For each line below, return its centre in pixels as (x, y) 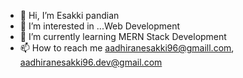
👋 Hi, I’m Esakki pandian (69, 15)
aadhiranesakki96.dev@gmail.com (91, 62)
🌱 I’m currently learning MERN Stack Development (123, 36)
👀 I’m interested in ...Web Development (100, 26)
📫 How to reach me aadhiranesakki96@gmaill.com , (127, 48)
